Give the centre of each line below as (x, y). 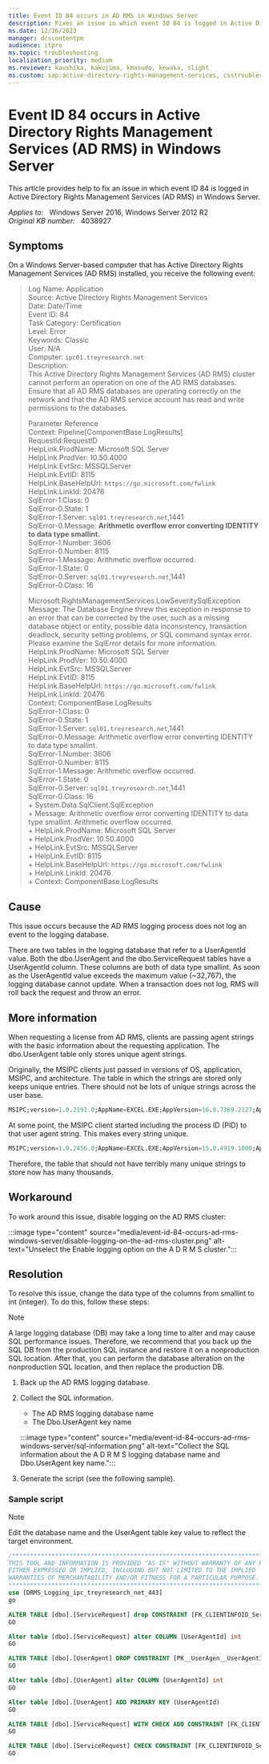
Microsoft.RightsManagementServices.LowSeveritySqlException (134, 601)
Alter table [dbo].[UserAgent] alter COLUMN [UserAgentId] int (116, 1681)
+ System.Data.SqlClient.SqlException (90, 805)
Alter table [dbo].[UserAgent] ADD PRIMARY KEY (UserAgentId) (114, 1702)
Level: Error (47, 332)
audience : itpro (35, 46)
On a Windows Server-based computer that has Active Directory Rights (126, 265)
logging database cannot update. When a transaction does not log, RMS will (133, 984)
